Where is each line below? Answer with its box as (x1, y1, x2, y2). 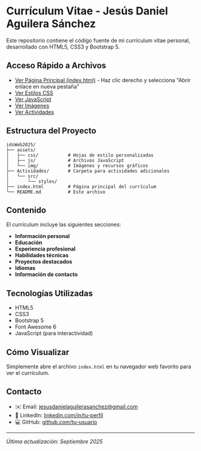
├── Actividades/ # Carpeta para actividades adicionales (6, 168, 170, 174)
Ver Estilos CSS (14, 89, 54, 97)
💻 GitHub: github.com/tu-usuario (14, 418, 98, 425)
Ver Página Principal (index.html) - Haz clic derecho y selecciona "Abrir (14, 76, 191, 83)
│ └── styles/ (6, 178, 58, 184)
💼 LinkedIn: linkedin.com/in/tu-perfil (14, 411, 103, 419)
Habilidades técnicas (14, 252, 69, 259)
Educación (14, 239, 42, 246)
